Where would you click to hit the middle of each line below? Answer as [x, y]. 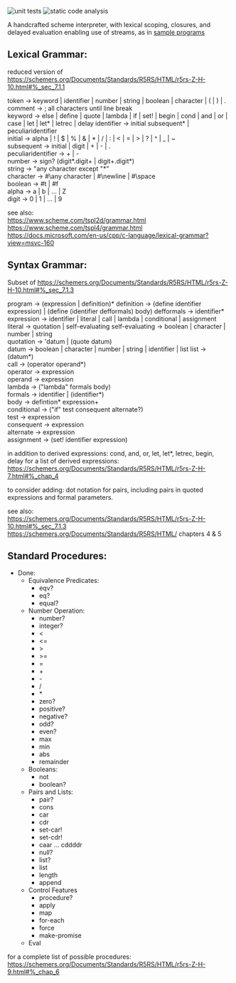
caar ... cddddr [61, 845]
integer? [51, 626]
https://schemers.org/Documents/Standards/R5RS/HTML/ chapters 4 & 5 [114, 534]
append [50, 883]
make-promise [60, 935]
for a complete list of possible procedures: [69, 957]
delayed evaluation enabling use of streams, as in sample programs [106, 32]
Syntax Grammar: [47, 265]
